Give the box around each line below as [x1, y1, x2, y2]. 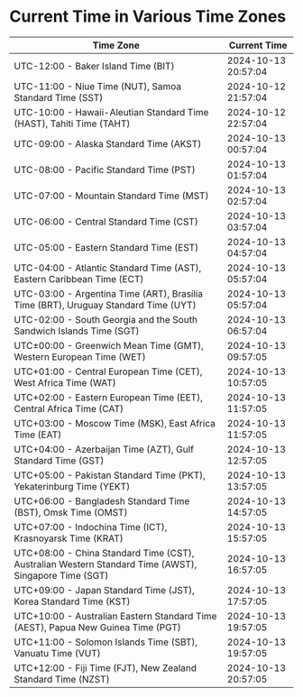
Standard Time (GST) [14, 454, 105, 466]
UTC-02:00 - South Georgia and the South [14, 313, 198, 326]
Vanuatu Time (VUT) [14, 647, 101, 659]
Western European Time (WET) [14, 350, 146, 362]
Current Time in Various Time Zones [9, 6, 287, 27]
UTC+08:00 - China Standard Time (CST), [14, 546, 195, 559]
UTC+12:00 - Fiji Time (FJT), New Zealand [14, 661, 197, 674]
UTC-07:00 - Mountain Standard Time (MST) [14, 189, 209, 202]
